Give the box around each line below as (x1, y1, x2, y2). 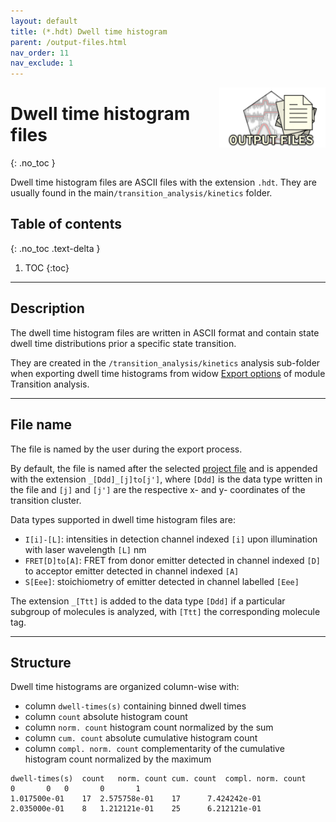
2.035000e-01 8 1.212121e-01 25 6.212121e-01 (10, 804, 262, 814)
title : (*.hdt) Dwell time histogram (10, 26, 168, 37)
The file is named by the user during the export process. (10, 443, 243, 455)
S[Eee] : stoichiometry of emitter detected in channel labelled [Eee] (24, 575, 300, 587)
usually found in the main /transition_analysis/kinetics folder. (10, 187, 273, 199)
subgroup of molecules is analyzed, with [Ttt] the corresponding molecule (10, 605, 321, 617)
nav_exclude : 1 (10, 58, 74, 69)
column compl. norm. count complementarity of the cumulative (24, 743, 285, 755)
